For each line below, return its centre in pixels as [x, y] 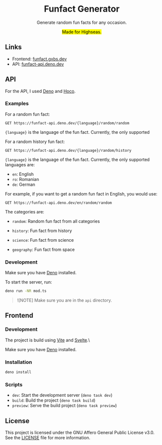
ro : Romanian [26, 179]
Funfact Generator [82, 9]
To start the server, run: [29, 282]
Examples [17, 104]
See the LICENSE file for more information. [48, 438]
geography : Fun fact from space [43, 249]
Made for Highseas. [82, 32]
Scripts [14, 384]
